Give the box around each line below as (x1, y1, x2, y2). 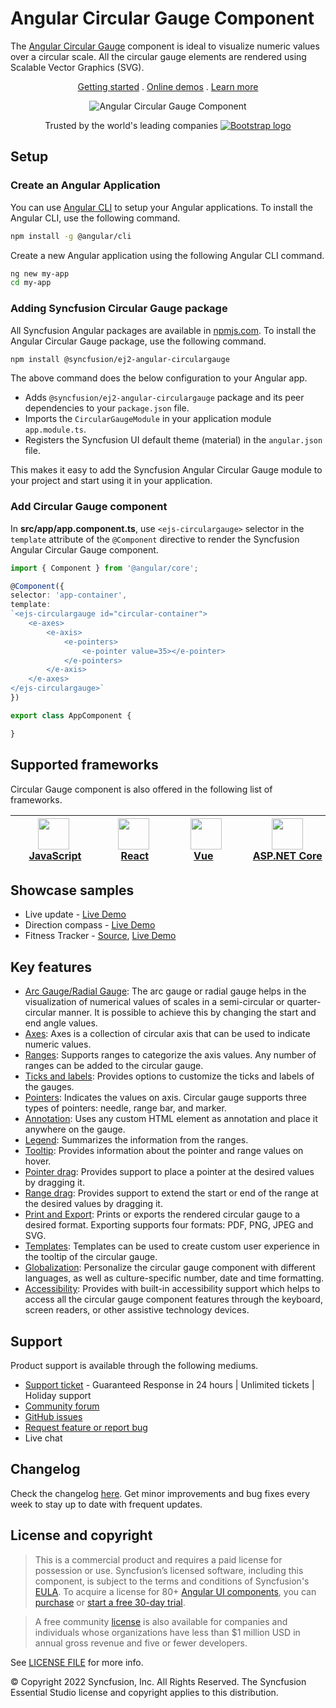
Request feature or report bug (24, 1421, 148, 1433)
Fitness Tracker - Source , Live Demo (24, 930, 177, 942)
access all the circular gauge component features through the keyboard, (24, 1293, 323, 1306)
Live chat (24, 1432, 63, 1444)
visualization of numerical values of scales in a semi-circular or (24, 996, 285, 1008)
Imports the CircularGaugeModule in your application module (24, 413, 272, 425)
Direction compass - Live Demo (24, 919, 156, 931)
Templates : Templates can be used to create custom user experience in (24, 1240, 320, 1252)
